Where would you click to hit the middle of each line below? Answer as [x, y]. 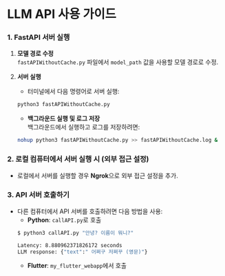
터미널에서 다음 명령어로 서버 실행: [73, 92]
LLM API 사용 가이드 [62, 14]
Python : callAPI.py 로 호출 [64, 220]
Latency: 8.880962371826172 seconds [69, 245]
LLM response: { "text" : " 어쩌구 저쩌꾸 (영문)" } [82, 252]
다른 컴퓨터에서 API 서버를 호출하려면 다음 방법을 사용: [90, 211]
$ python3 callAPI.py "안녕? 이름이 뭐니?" [75, 233]
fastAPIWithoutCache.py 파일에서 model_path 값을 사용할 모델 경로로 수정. [118, 62]
